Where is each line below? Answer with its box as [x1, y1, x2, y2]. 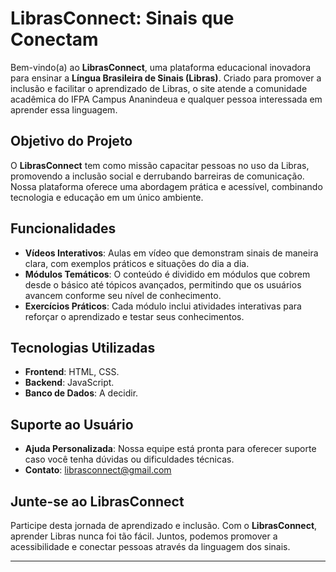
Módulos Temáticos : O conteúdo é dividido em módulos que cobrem [24, 268, 311, 280]
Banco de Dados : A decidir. [24, 387, 139, 399]
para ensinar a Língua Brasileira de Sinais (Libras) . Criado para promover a [10, 72, 322, 84]
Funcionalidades [10, 220, 117, 237]
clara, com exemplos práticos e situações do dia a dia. [24, 257, 250, 269]
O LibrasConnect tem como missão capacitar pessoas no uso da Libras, [10, 159, 310, 171]
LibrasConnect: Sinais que [10, 7, 235, 30]
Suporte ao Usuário [10, 416, 134, 433]
